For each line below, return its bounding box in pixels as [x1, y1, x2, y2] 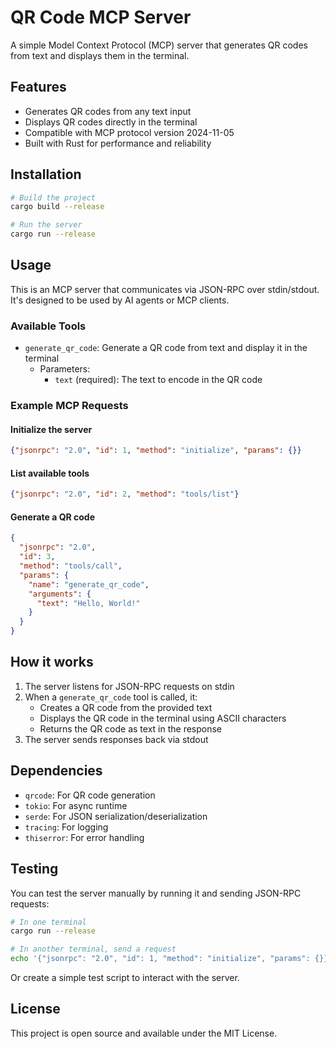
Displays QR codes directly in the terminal [24, 116, 198, 128]
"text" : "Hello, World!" [36, 598, 141, 608]
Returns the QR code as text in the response [39, 722, 223, 735]
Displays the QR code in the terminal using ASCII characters [39, 712, 287, 724]
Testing [10, 861, 59, 878]
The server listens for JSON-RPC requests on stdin [24, 680, 235, 692]
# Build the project [10, 192, 97, 203]
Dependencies [10, 762, 103, 780]
